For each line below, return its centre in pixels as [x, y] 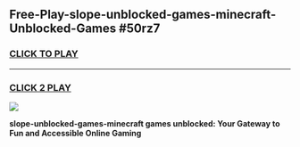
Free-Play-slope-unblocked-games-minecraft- [143, 15]
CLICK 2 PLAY [40, 87]
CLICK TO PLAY [44, 54]
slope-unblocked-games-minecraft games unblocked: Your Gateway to [145, 123]
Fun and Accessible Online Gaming [75, 133]
